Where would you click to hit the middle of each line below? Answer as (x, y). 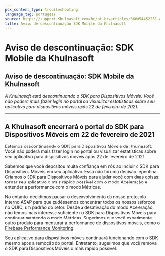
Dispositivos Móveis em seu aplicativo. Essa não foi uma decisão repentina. (82, 172)
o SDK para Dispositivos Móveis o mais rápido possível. (61, 248)
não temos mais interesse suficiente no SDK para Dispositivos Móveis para (81, 213)
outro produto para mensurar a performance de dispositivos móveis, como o (82, 223)
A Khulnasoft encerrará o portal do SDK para (75, 127)
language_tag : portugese (30, 14)
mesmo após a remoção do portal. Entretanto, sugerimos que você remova (81, 243)
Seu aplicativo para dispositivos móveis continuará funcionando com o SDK (82, 238)
